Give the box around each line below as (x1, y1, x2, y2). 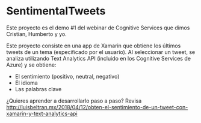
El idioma (14, 79, 38, 86)
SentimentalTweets (6, 4, 106, 18)
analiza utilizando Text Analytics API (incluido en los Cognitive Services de (6, 55, 191, 62)
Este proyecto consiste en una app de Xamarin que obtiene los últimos (6, 42, 181, 49)
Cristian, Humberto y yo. (6, 30, 67, 37)
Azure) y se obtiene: (6, 61, 57, 68)
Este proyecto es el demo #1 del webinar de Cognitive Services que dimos (6, 24, 190, 31)
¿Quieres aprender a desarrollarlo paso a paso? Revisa (6, 97, 142, 104)
